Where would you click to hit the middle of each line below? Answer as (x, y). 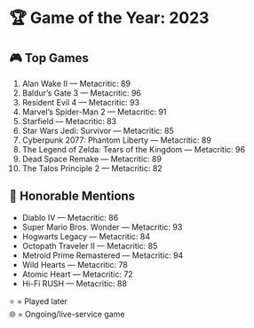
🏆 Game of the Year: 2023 (109, 18)
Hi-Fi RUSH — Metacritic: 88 (74, 283)
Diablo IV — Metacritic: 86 (70, 217)
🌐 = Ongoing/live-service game (67, 314)
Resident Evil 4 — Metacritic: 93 (81, 102)
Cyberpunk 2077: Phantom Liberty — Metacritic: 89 (116, 140)
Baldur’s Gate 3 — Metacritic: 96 (82, 93)
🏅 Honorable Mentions (72, 196)
